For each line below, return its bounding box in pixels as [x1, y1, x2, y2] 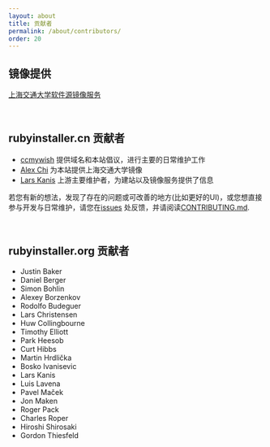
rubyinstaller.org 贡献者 [8, 245, 130, 258]
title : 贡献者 [8, 20, 53, 28]
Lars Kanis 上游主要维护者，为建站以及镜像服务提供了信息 [19, 175, 214, 184]
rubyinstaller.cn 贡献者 [8, 132, 126, 145]
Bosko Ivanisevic [19, 361, 77, 371]
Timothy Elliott [19, 327, 69, 336]
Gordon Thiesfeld [19, 430, 79, 440]
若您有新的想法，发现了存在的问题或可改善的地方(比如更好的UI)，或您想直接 [8, 192, 263, 202]
